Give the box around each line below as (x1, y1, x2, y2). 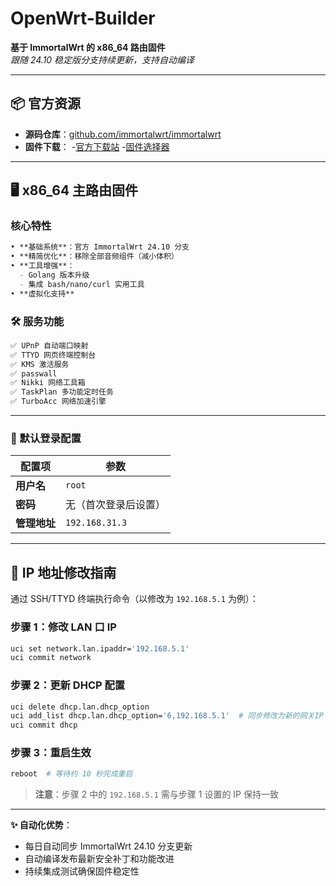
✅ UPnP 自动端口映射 (10, 340, 89, 351)
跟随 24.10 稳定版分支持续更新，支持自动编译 (10, 53, 195, 66)
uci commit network (10, 653, 92, 663)
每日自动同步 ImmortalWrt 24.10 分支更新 (24, 840, 193, 852)
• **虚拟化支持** (10, 288, 75, 299)
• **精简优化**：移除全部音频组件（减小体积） (10, 252, 179, 262)
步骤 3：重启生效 (10, 746, 92, 760)
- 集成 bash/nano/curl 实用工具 (19, 279, 145, 289)
